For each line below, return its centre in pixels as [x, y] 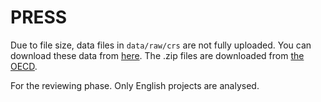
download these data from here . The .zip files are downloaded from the [157, 55]
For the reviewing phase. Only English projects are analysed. [135, 85]
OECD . [24, 66]
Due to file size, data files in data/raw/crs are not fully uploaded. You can [161, 45]
